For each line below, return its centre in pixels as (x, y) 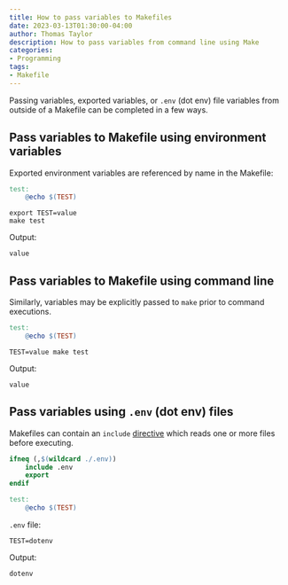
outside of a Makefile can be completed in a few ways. (109, 109)
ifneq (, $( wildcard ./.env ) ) (63, 459)
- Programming (35, 58)
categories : (31, 51)
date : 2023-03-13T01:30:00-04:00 (71, 26)
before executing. (41, 442)
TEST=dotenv (31, 541)
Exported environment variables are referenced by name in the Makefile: (141, 173)
